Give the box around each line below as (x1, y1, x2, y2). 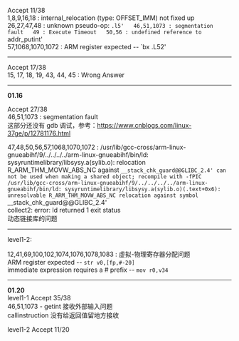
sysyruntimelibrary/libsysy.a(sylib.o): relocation (7, 158, 146, 166)
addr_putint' (7, 35, 43, 44)
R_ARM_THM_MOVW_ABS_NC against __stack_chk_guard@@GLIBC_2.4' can (7, 166, 226, 174)
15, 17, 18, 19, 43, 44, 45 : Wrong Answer (7, 71, 125, 79)
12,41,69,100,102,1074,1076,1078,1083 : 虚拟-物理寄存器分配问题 (7, 250, 191, 258)
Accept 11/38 (7, 6, 46, 14)
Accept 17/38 (7, 63, 46, 71)
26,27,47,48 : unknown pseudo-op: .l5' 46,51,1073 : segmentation (7, 21, 213, 29)
